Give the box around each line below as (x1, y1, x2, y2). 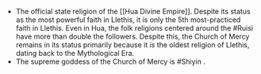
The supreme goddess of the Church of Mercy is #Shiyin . (15, 57, 206, 66)
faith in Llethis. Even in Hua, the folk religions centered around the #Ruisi (15, 24, 254, 32)
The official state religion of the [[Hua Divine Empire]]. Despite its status (15, 7, 251, 16)
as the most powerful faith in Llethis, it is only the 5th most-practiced (15, 15, 241, 24)
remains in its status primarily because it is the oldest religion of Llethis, (15, 40, 250, 50)
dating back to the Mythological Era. (15, 49, 135, 57)
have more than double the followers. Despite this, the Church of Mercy (15, 31, 250, 41)
